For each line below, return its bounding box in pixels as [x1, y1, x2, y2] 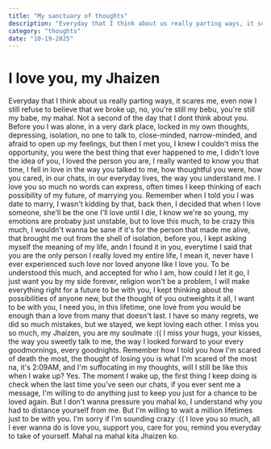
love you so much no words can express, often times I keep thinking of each [8, 182, 262, 192]
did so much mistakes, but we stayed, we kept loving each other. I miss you [8, 320, 260, 329]
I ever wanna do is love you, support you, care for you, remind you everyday [8, 422, 262, 433]
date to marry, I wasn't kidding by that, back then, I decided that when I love [8, 199, 261, 209]
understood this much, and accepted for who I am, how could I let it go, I [8, 268, 250, 277]
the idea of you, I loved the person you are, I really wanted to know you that [8, 156, 260, 166]
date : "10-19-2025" [8, 34, 74, 43]
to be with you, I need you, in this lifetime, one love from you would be [8, 303, 242, 312]
